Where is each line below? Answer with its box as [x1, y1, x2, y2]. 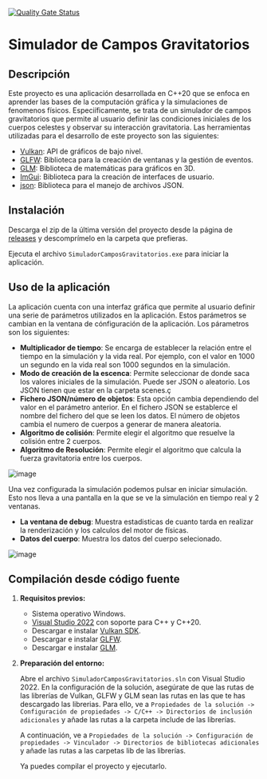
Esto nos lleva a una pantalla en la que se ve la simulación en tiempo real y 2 [8, 493, 259, 502]
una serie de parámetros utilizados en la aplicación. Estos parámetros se [8, 310, 247, 320]
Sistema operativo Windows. [31, 609, 126, 619]
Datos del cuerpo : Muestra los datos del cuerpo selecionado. [19, 533, 222, 543]
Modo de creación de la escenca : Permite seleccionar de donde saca [19, 368, 249, 378]
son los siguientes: [8, 327, 70, 337]
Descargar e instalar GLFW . [31, 634, 122, 644]
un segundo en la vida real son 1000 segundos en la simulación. [19, 360, 230, 370]
